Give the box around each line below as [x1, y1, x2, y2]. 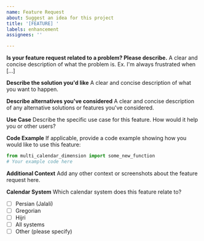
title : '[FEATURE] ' [6, 20, 60, 26]
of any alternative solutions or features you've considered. [6, 104, 155, 111]
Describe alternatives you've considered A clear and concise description [6, 98, 195, 105]
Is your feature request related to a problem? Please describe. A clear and [6, 54, 198, 61]
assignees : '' [6, 32, 43, 38]
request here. [6, 176, 41, 183]
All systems [15, 221, 45, 228]
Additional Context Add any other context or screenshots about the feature [6, 170, 198, 177]
